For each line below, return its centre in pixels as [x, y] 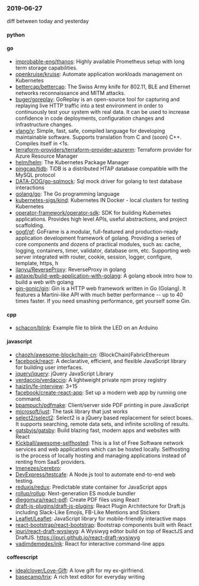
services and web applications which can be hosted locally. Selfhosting [102, 449]
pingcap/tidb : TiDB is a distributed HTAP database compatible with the [101, 169]
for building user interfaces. [49, 367]
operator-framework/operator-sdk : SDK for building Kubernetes [93, 213]
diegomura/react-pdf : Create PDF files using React [77, 499]
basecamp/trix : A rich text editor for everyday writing [80, 577]
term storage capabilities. [46, 68]
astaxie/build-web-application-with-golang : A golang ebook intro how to [104, 276]
